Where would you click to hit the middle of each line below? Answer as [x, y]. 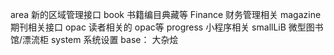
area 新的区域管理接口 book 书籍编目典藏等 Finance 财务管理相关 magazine [166, 14]
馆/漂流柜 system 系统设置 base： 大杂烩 [94, 39]
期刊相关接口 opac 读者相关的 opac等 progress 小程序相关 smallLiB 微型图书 [167, 27]
